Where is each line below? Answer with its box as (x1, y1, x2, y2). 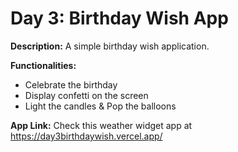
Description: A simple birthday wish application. (10, 40, 210, 52)
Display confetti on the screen (24, 89, 149, 101)
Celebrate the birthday (24, 78, 118, 91)
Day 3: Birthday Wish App (10, 7, 229, 30)
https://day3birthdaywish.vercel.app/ (10, 130, 163, 142)
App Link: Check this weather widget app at (10, 119, 193, 131)
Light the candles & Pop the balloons (24, 100, 177, 112)
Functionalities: (10, 59, 77, 71)
